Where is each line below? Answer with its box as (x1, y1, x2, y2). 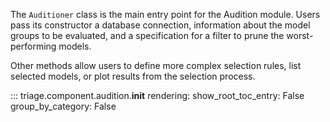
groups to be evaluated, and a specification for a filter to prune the (10, 30, 285, 41)
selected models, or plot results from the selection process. (10, 70, 256, 82)
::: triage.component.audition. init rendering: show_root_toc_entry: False (10, 90, 305, 101)
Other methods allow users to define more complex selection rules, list (10, 60, 302, 71)
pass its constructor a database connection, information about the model (10, 19, 311, 31)
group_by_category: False (10, 100, 117, 112)
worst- (286, 30, 314, 41)
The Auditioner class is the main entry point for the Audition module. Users (10, 9, 321, 20)
